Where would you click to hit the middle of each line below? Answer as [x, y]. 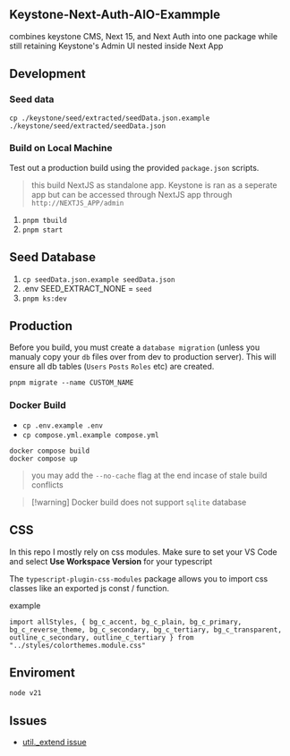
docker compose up [43, 459]
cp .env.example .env [62, 425]
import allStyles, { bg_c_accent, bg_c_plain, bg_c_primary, [126, 622]
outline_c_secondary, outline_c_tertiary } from [102, 637]
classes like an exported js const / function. [90, 588]
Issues [28, 721]
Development [48, 74]
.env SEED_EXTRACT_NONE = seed [87, 288]
